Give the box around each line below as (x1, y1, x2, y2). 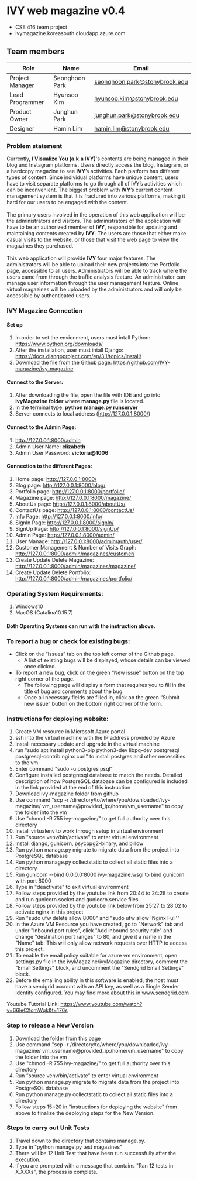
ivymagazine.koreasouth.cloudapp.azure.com (15, 29, 126, 36)
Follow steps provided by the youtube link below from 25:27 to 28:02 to (15, 902, 188, 909)
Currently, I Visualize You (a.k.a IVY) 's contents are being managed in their (6, 155, 189, 162)
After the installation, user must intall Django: (15, 346, 123, 353)
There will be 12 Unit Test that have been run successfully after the (15, 1149, 177, 1156)
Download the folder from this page (15, 1035, 101, 1042)
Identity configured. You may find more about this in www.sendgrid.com (15, 989, 189, 996)
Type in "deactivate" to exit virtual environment (15, 884, 129, 891)
